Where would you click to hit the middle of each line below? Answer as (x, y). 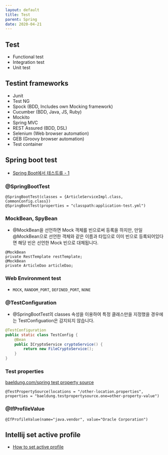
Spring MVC (25, 123)
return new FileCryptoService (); (59, 349)
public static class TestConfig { (42, 335)
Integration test (28, 62)
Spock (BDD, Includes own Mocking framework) (63, 106)
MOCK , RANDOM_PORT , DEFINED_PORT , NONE (52, 289)
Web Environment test (33, 278)
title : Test (18, 15)
